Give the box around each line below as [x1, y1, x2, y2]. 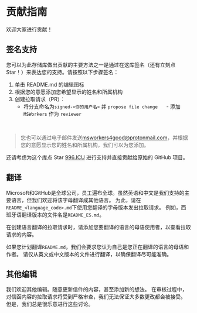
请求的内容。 [6, 231, 37, 238]
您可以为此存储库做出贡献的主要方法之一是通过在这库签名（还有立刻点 [6, 61, 176, 68]
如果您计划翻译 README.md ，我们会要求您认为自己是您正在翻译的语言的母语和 [6, 243, 189, 250]
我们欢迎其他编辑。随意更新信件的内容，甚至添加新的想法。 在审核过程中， [6, 286, 188, 293]
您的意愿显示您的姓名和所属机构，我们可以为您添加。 [20, 141, 150, 148]
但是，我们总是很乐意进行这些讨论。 [6, 301, 94, 308]
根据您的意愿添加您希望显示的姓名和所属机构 [14, 88, 123, 95]
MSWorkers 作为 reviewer [23, 110, 82, 117]
